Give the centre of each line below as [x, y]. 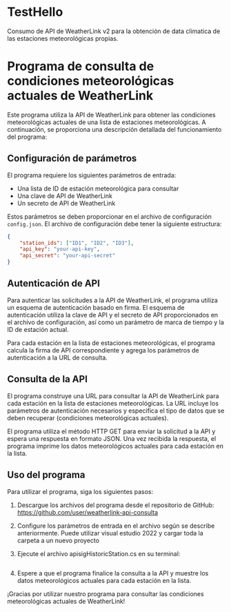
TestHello [35, 12]
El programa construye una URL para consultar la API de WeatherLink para [113, 396]
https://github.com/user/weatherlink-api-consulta [88, 512]
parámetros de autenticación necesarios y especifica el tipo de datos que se [116, 411]
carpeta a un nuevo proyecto [58, 540]
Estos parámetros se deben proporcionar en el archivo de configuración [110, 216]
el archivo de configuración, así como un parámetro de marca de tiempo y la [115, 322]
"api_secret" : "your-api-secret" [68, 256]
